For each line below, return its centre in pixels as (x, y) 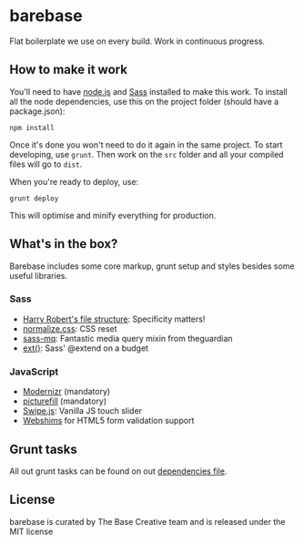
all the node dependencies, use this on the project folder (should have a (144, 101)
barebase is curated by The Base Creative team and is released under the (147, 521)
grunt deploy (34, 198)
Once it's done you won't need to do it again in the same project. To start (146, 144)
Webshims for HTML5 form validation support (108, 421)
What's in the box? (64, 244)
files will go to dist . (46, 164)
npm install (32, 128)
